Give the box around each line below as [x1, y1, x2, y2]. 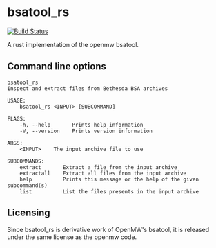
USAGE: [7, 97, 26, 104]
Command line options [7, 60, 107, 73]
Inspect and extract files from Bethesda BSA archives [7, 85, 168, 92]
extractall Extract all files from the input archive [19, 170, 187, 177]
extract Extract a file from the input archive [19, 163, 177, 170]
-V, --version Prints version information [19, 127, 153, 134]
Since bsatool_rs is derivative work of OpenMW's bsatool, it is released [7, 225, 210, 233]
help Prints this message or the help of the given [19, 176, 199, 183]
